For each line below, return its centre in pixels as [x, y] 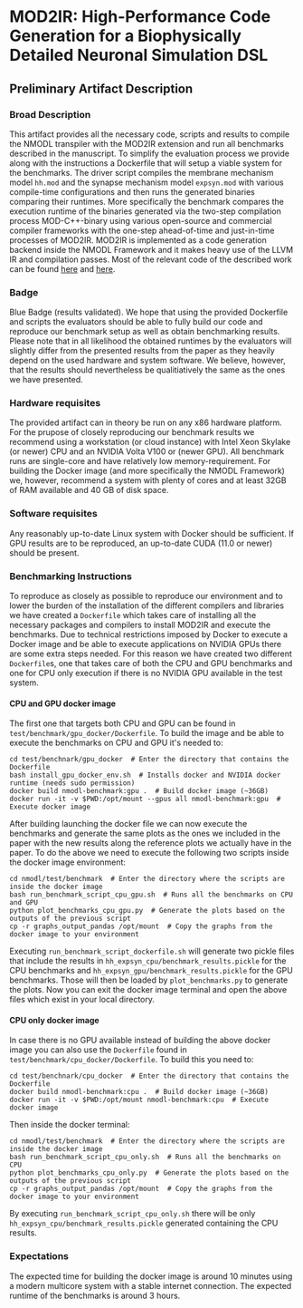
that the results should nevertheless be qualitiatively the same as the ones [147, 370]
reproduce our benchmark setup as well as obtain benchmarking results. [145, 332]
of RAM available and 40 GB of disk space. [89, 490]
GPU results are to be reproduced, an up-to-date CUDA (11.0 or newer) [141, 543]
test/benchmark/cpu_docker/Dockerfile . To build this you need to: [132, 1060]
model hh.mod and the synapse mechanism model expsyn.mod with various [147, 182]
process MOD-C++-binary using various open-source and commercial [141, 220]
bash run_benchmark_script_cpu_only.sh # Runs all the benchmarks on [145, 1158]
